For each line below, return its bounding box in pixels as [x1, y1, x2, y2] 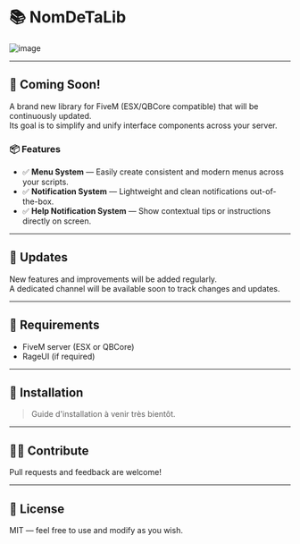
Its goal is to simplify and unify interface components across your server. [9, 120, 278, 131]
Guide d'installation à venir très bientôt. [30, 409, 176, 420]
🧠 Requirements [9, 318, 100, 333]
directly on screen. [21, 216, 92, 226]
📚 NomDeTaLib [9, 7, 127, 28]
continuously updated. [9, 110, 92, 121]
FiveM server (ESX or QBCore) [21, 341, 135, 352]
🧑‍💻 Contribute [9, 443, 89, 458]
